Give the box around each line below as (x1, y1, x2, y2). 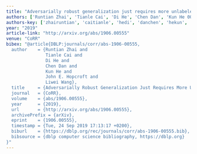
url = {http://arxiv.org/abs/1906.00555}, (11, 107, 133, 112)
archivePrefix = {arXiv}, (11, 112, 75, 118)
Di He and (45, 57, 69, 63)
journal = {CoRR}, (11, 90, 62, 96)
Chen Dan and (45, 63, 77, 69)
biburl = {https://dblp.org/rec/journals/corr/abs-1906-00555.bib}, (11, 128, 191, 135)
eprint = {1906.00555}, (11, 118, 77, 124)
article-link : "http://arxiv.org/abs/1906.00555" (6, 30, 130, 36)
